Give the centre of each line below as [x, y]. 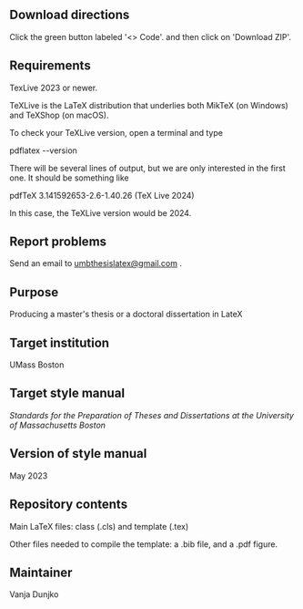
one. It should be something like [69, 178]
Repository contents [69, 505]
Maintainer [41, 572]
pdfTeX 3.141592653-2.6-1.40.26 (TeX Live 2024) [102, 195]
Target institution [60, 342]
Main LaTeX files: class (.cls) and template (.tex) [99, 526]
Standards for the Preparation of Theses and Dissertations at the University [151, 415]
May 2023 [29, 475]
